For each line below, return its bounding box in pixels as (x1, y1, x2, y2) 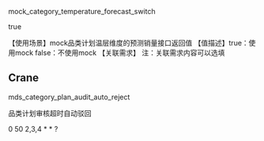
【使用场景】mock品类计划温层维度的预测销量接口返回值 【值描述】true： (8, 39, 249, 47)
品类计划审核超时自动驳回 (8, 108, 92, 117)
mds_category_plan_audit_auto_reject (8, 92, 130, 102)
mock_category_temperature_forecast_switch (8, 7, 156, 16)
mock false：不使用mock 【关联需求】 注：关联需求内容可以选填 (14, 48, 225, 58)
